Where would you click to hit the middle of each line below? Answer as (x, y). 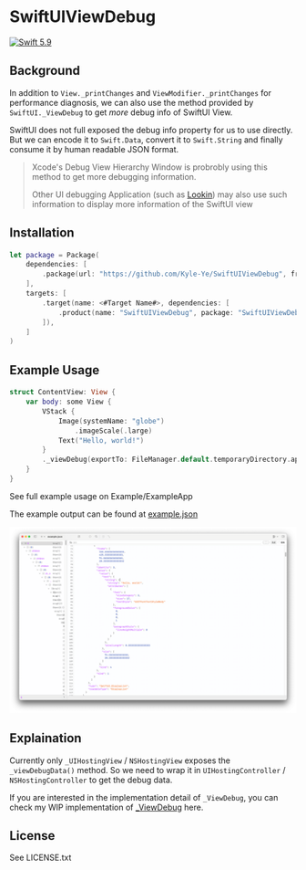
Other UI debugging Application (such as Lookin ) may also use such (159, 194)
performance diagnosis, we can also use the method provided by (132, 102)
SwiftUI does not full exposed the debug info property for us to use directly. (151, 130)
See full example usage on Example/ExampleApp (101, 496)
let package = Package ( (55, 255)
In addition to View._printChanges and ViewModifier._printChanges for (140, 92)
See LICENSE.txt (41, 858)
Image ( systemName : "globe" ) (112, 421)
